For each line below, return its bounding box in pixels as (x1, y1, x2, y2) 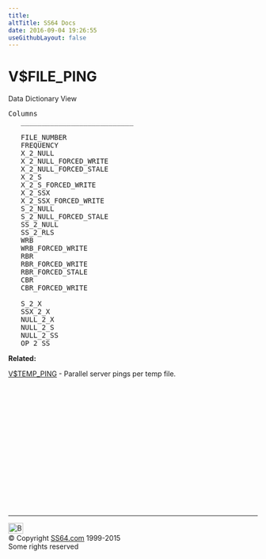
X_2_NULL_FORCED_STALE (21, 165, 109, 174)
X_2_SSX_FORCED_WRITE (21, 196, 104, 206)
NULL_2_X (21, 315, 55, 325)
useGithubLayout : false (8, 33, 87, 42)
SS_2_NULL (21, 220, 59, 230)
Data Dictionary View (8, 94, 78, 104)
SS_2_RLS (21, 228, 55, 238)
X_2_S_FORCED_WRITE (21, 181, 97, 190)
